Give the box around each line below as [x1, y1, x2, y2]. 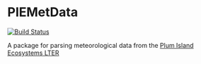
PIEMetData [7, 4, 79, 20]
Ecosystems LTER [7, 49, 59, 57]
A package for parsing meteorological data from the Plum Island [7, 41, 194, 49]
